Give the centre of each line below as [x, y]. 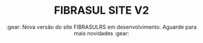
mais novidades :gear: [101, 33]
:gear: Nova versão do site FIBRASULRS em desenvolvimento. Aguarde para [101, 27]
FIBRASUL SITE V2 [101, 10]
